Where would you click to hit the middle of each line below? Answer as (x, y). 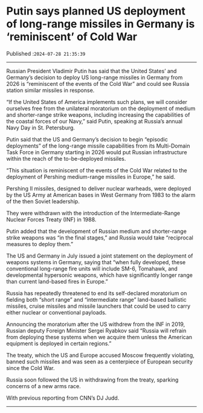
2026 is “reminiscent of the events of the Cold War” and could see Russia (98, 83)
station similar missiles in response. (50, 90)
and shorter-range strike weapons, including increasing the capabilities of (98, 115)
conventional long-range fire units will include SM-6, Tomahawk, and (92, 268)
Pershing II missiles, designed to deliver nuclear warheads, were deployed (99, 188)
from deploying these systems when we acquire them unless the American (99, 337)
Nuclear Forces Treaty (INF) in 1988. (51, 220)
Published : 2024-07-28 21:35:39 (46, 53)
